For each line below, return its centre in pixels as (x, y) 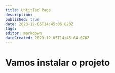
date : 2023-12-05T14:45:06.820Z (39, 24)
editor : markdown (24, 33)
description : (19, 15)
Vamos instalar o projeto (58, 63)
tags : (11, 29)
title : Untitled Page (28, 10)
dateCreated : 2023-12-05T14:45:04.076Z (47, 38)
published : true (22, 19)
